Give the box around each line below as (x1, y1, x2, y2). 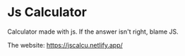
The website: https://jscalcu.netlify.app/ (7, 41, 124, 49)
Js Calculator (7, 4, 87, 20)
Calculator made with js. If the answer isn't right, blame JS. (7, 27, 179, 36)
